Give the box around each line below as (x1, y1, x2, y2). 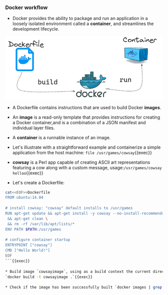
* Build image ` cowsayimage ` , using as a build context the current (5, 269, 151, 274)
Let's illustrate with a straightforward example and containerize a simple (12, 144, 161, 150)
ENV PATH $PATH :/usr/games (5, 227, 61, 232)
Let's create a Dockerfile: (12, 179, 65, 185)
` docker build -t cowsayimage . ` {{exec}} (5, 274, 93, 279)
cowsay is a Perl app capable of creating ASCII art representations (12, 159, 150, 165)
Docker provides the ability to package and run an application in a (12, 16, 148, 22)
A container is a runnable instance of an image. (12, 134, 111, 140)
